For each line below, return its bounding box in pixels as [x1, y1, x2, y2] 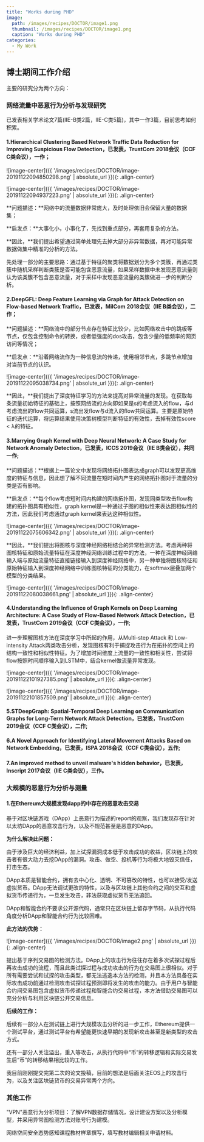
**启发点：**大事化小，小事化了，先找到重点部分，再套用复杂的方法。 [6, 225, 182, 232]
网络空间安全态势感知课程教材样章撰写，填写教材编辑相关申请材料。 [6, 1129, 177, 1136]
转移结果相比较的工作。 [32, 1056, 91, 1063]
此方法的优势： [6, 925, 44, 932]
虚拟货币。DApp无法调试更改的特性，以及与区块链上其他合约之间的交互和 [6, 883, 191, 891]
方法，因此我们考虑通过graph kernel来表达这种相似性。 [6, 510, 144, 517]
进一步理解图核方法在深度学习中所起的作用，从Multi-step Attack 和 [6, 633, 174, 641]
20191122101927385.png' [6, 675, 69, 683]
